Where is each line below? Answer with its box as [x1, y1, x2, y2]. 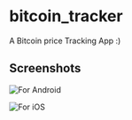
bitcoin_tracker [9, 6, 123, 26]
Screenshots [9, 61, 82, 76]
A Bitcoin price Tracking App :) [9, 35, 121, 46]
